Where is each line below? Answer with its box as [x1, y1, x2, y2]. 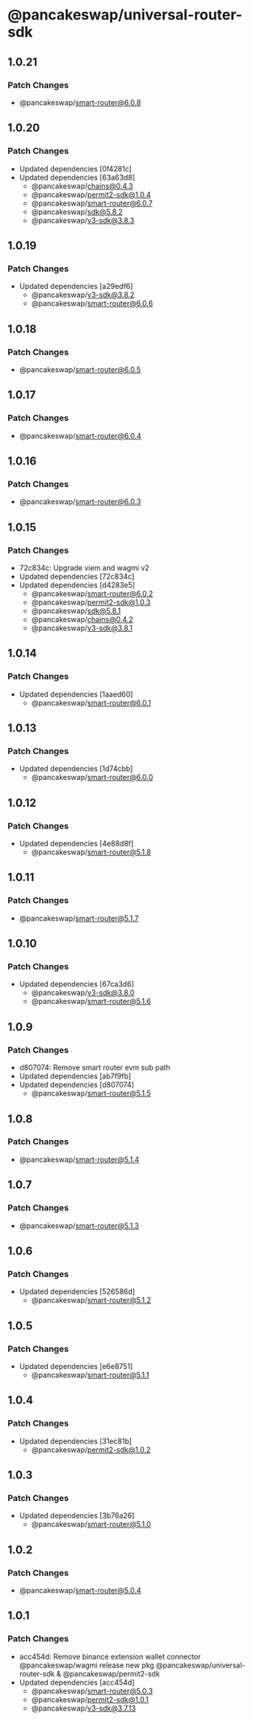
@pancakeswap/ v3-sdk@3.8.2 [31, 290, 135, 300]
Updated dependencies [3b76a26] [19, 1511, 135, 1520]
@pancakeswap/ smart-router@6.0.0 [31, 773, 154, 782]
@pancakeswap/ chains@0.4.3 [31, 180, 133, 191]
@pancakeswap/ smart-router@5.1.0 [31, 1520, 151, 1529]
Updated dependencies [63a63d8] [19, 172, 135, 182]
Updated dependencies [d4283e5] [19, 580, 135, 590]
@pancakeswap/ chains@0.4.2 [31, 615, 134, 624]
